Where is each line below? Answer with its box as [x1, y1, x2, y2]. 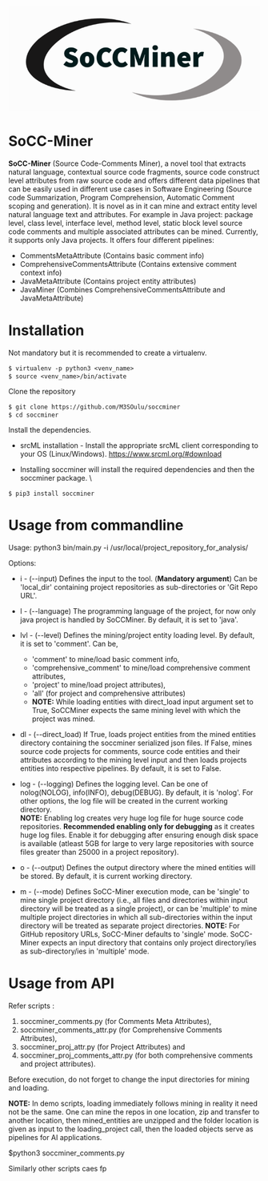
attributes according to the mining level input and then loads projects [19, 755, 247, 764]
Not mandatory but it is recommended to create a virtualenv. [8, 348, 207, 357]
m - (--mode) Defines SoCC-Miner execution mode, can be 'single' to [19, 886, 250, 896]
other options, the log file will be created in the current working [19, 796, 228, 805]
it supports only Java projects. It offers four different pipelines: [8, 235, 214, 244]
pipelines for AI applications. [8, 1132, 102, 1142]
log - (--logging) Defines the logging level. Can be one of [19, 779, 209, 788]
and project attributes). [19, 1058, 96, 1068]
